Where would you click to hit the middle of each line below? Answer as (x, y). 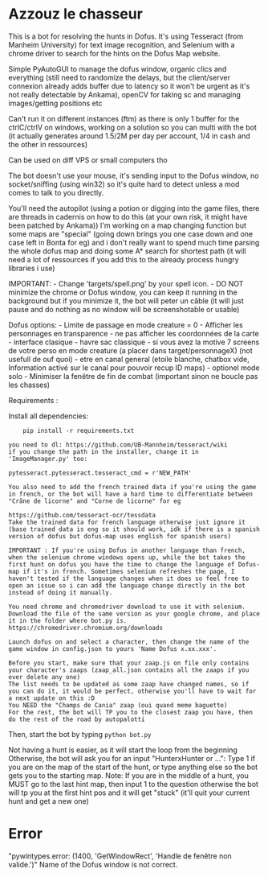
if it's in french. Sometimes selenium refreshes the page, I (129, 571)
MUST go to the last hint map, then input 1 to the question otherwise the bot (134, 784)
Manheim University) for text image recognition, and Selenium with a (122, 44)
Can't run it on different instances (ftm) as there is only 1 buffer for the (124, 118)
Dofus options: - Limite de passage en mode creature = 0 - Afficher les (126, 325)
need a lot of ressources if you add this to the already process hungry (124, 259)
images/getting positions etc (55, 103)
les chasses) (29, 385)
